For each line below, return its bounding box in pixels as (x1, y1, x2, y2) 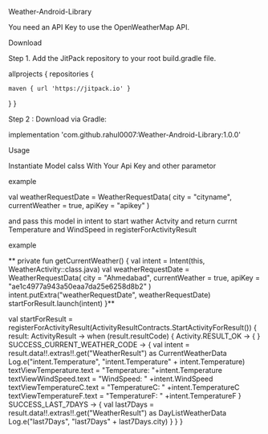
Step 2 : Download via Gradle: (8, 114, 107, 124)
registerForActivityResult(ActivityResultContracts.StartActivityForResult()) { (8, 323, 257, 332)
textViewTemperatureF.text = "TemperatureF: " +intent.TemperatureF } (8, 391, 242, 400)
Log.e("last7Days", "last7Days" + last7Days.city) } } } (8, 417, 183, 426)
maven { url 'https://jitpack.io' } (8, 84, 131, 92)
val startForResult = (8, 314, 74, 324)
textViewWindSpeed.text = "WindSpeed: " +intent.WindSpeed (8, 374, 213, 383)
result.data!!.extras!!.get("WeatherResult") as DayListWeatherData (8, 408, 227, 417)
